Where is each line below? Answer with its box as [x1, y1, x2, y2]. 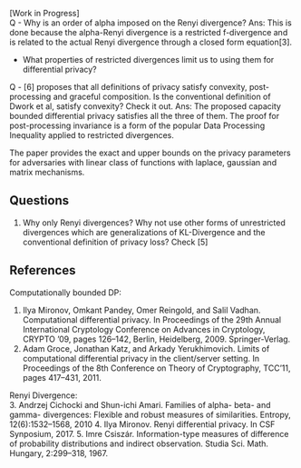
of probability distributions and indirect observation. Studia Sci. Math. [9, 438, 269, 449]
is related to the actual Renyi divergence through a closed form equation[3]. [9, 36, 293, 47]
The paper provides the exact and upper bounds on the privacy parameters [9, 147, 292, 158]
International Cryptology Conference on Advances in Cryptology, [22, 324, 266, 334]
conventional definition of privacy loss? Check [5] [22, 236, 209, 247]
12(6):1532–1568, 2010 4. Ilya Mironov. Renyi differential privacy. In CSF [9, 418, 276, 430]
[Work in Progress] [9, 8, 80, 18]
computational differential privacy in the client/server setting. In [22, 353, 260, 363]
